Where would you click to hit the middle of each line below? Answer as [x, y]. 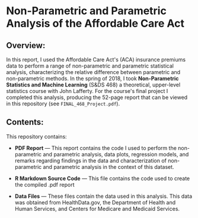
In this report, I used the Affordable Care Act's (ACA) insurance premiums [96, 60]
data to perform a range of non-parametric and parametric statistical [90, 66]
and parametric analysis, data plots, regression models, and [116, 154]
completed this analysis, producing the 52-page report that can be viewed [97, 97]
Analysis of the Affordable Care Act [95, 23]
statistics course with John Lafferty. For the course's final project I [87, 91]
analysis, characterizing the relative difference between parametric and [93, 72]
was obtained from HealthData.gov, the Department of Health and [95, 202]
